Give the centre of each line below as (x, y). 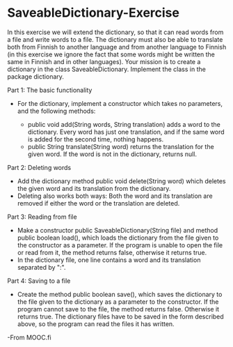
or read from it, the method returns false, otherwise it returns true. (112, 252)
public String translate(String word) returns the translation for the (121, 146)
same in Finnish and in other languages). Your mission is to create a (104, 61)
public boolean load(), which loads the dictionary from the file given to (118, 238)
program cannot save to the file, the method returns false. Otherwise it (118, 309)
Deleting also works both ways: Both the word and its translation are (115, 196)
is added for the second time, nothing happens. (96, 139)
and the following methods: (56, 111)
